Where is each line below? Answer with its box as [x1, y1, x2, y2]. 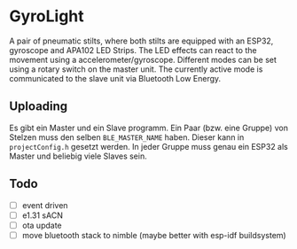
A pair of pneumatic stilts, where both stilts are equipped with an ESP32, [9, 35, 274, 46]
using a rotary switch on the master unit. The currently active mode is [9, 64, 263, 74]
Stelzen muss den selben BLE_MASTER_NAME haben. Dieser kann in [9, 131, 245, 143]
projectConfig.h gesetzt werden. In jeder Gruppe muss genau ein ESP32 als [9, 141, 288, 152]
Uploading [9, 99, 68, 114]
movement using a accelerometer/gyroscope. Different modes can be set [9, 54, 277, 65]
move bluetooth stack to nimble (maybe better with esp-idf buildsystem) [21, 230, 286, 240]
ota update [21, 220, 62, 230]
